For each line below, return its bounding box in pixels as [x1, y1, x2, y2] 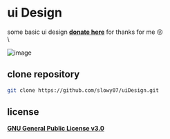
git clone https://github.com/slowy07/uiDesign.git [7, 86, 159, 94]
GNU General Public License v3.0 [7, 124, 105, 133]
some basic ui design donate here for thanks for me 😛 [7, 28, 164, 36]
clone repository [7, 68, 80, 80]
